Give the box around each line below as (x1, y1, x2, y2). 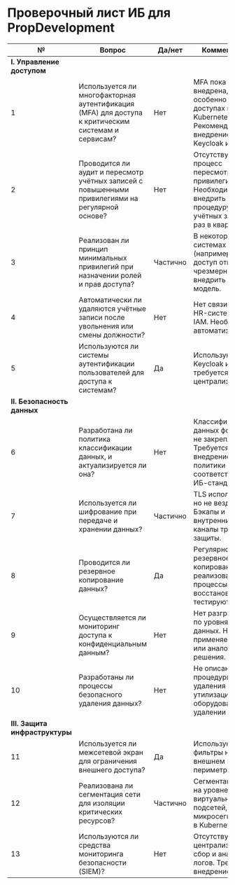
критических (78, 807, 123, 816)
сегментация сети (78, 789, 141, 799)
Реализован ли (78, 235, 129, 245)
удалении (193, 707, 226, 717)
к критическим (78, 116, 130, 126)
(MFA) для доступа (78, 107, 143, 117)
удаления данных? (78, 698, 142, 708)
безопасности (78, 858, 127, 867)
